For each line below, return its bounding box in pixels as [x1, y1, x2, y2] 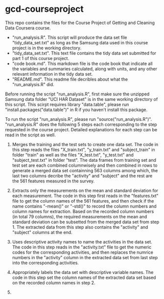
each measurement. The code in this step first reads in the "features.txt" [12, 193, 159, 199]
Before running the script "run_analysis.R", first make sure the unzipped [5, 91, 150, 97]
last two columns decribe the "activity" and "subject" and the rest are [12, 173, 153, 179]
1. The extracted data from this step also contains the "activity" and [12, 224, 148, 230]
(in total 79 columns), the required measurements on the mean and [12, 213, 147, 219]
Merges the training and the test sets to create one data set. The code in [12, 141, 159, 147]
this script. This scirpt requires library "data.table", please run [5, 101, 129, 107]
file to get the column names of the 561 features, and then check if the [12, 198, 154, 204]
